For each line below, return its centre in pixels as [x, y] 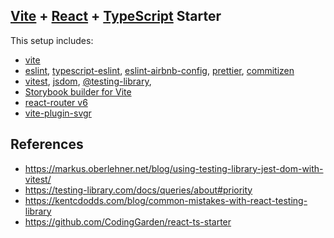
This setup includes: [52, 40]
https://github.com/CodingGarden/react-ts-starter [128, 221]
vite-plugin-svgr [58, 113]
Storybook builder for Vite [78, 91]
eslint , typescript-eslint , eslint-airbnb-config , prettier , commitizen [159, 70]
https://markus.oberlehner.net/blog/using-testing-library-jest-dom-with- [174, 168]
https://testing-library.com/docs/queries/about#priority [138, 190]
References [47, 144]
